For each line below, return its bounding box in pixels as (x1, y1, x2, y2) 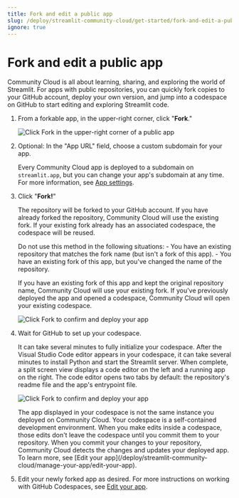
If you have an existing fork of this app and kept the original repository (17, 279, 224, 287)
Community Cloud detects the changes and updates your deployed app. (17, 446, 230, 455)
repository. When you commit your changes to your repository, (17, 438, 202, 447)
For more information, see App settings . (17, 179, 134, 187)
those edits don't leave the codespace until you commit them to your (17, 431, 219, 440)
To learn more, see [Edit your (17, 453, 103, 462)
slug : (7, 17, 23, 24)
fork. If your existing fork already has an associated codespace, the (17, 221, 216, 230)
